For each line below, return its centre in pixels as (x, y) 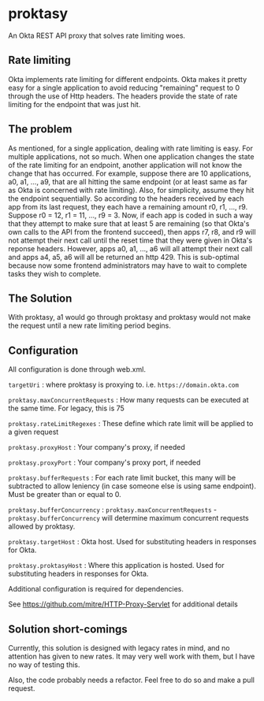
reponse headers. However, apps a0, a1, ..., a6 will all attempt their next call (130, 248)
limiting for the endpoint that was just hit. (74, 104)
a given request (33, 432)
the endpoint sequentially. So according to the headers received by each (126, 198)
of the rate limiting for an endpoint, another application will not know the (125, 165)
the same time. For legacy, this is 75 (66, 408)
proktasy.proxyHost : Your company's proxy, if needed (97, 447)
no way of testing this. (44, 665)
